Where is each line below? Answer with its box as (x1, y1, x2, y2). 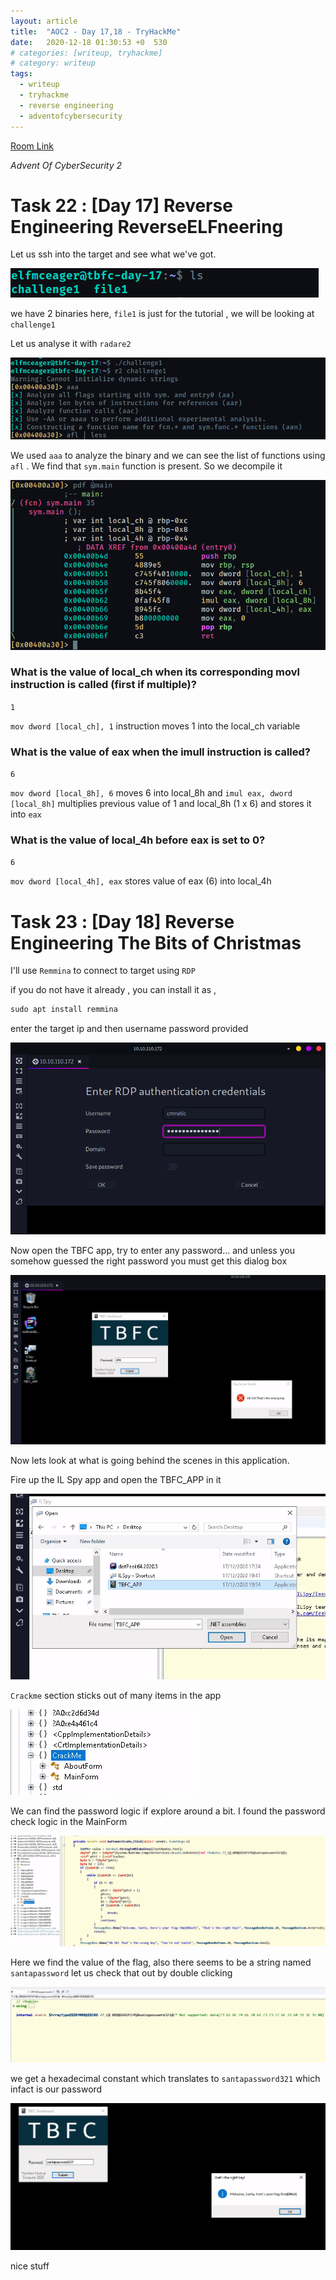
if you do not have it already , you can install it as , (10, 984, 217, 996)
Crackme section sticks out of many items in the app (10, 1689, 222, 1701)
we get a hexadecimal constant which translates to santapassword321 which (10, 2073, 321, 2085)
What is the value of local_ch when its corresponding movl (10, 665, 301, 679)
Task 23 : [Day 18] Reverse (10, 910, 235, 933)
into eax (10, 808, 42, 820)
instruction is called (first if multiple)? (10, 678, 197, 692)
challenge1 (10, 320, 56, 330)
